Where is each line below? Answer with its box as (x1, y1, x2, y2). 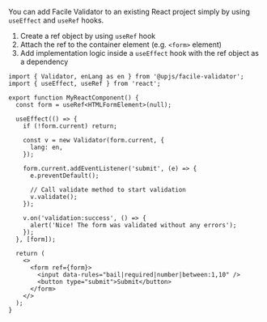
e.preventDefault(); (29, 172, 100, 180)
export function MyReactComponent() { (8, 94, 139, 102)
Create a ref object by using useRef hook (19, 32, 156, 40)
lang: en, (29, 143, 63, 151)
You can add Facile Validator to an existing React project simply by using (8, 7, 251, 16)
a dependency (19, 57, 69, 66)
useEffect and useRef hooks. (8, 15, 104, 25)
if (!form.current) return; (23, 122, 117, 130)
